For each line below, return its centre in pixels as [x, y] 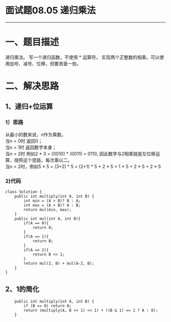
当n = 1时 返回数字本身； [31, 147]
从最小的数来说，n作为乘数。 [36, 134]
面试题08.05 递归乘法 [50, 10]
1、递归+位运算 [29, 107]
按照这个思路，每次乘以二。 [43, 160]
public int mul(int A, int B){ [48, 219]
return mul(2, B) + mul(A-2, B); [59, 264]
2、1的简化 [22, 289]
